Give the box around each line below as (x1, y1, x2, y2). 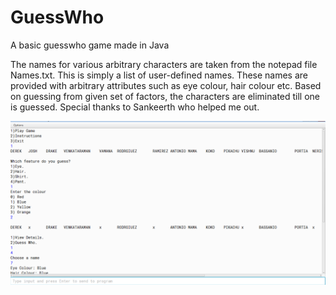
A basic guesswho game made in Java (10, 39, 170, 51)
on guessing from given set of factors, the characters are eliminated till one (10, 90, 321, 102)
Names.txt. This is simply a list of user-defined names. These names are (10, 69, 309, 81)
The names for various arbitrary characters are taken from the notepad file (10, 58, 318, 70)
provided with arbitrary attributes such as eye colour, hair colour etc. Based (10, 79, 322, 91)
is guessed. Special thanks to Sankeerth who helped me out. (10, 101, 260, 113)
